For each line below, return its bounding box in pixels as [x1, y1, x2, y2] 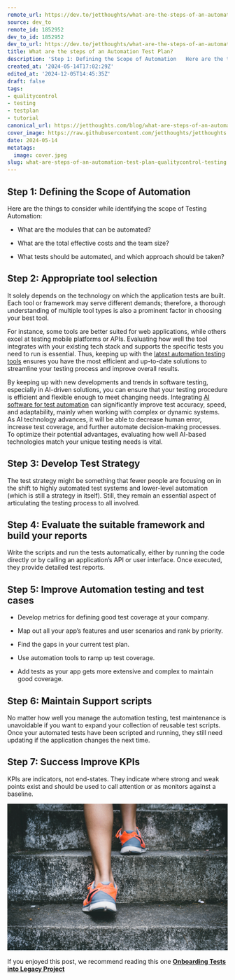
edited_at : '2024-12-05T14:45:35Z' [7, 70, 111, 77]
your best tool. [7, 314, 49, 322]
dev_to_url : [7, 41, 42, 48]
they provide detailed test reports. [7, 563, 105, 572]
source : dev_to [7, 18, 52, 26]
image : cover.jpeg [13, 151, 68, 159]
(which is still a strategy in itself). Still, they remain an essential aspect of [7, 491, 217, 500]
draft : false [7, 78, 45, 85]
